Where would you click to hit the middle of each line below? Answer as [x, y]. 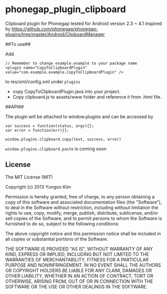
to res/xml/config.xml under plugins [43, 81]
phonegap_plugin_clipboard [65, 9]
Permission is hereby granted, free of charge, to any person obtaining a [80, 196]
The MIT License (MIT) [29, 177]
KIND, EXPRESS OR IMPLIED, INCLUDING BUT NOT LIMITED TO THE [77, 254]
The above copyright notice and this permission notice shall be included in [83, 233]
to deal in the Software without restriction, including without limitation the [82, 208]
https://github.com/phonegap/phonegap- [55, 28]
